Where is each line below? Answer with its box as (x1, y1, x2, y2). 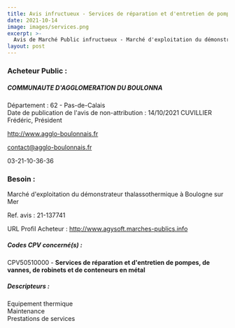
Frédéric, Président (7, 116, 63, 124)
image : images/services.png (7, 23, 90, 30)
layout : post (7, 43, 45, 50)
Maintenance (7, 307, 45, 315)
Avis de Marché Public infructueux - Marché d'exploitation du (13, 36, 201, 43)
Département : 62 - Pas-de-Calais (7, 101, 106, 109)
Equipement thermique (7, 299, 73, 308)
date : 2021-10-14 (7, 17, 58, 24)
